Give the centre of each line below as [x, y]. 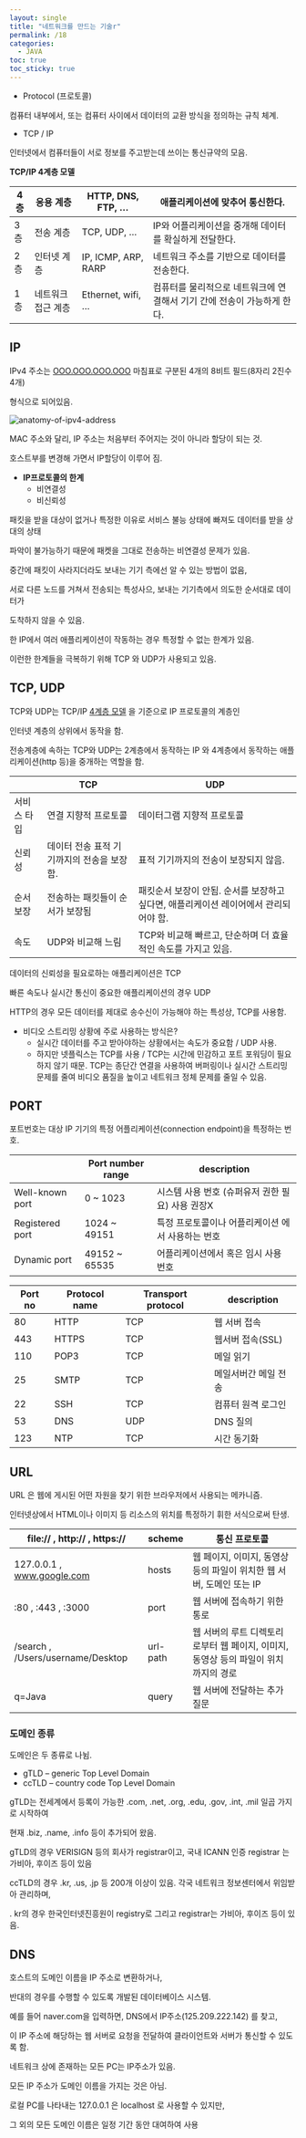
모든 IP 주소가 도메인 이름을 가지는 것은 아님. [88, 2086]
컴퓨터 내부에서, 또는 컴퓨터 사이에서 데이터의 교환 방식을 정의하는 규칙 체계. [144, 115]
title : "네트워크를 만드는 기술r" [65, 26]
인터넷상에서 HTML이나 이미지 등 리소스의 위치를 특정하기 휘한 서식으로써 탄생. [149, 1515]
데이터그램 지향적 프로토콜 [191, 815]
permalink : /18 [38, 35]
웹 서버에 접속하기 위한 [238, 1601]
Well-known [41, 1193]
